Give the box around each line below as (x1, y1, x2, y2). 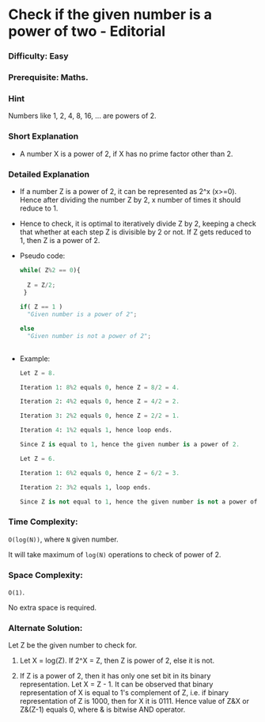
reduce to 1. (19, 203, 59, 213)
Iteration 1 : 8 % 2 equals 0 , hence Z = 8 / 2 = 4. (19, 383, 180, 391)
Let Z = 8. (19, 369, 56, 377)
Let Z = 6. (19, 454, 56, 462)
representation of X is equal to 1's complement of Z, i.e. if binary (19, 688, 229, 697)
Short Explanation (8, 131, 79, 142)
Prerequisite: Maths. (8, 72, 89, 83)
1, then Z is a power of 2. (19, 235, 100, 245)
